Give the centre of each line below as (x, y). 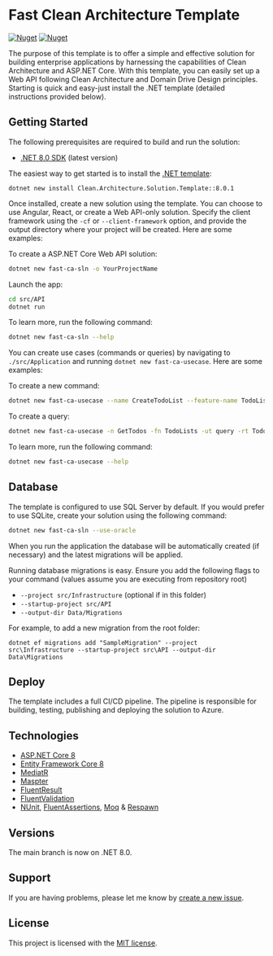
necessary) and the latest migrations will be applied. (96, 555)
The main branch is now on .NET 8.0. (70, 852)
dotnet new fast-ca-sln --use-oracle (72, 530)
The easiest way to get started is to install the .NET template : (110, 173)
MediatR (34, 773)
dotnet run (27, 307)
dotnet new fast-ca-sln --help (61, 337)
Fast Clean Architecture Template (124, 15)
